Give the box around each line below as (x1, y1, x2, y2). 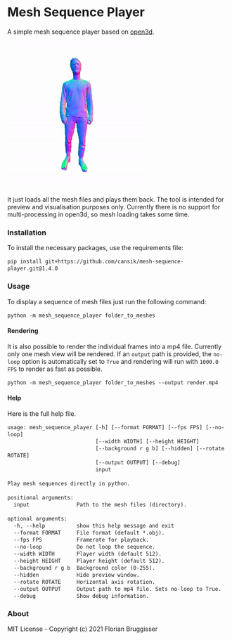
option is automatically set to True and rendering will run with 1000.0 (21, 357, 219, 365)
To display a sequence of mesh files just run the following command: (7, 297, 207, 306)
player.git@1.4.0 (7, 265, 58, 273)
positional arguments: (7, 494, 74, 501)
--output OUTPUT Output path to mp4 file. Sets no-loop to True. (13, 585, 221, 592)
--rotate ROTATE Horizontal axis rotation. (13, 578, 156, 585)
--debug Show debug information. (13, 592, 150, 599)
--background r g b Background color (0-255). (13, 564, 156, 571)
